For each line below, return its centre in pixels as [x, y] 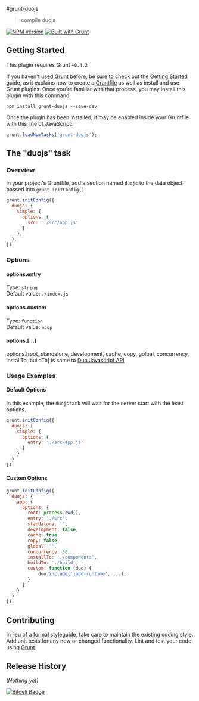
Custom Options [27, 478]
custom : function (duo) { [60, 569]
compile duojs [38, 20]
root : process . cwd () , [55, 513]
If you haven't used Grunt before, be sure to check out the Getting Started [97, 76]
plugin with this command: [39, 95]
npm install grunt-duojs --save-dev [52, 106]
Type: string [22, 287]
